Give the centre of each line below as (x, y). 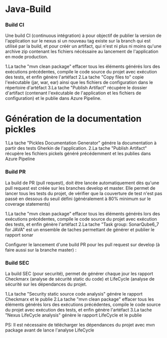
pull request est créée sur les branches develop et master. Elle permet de (80, 188)
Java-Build (28, 9)
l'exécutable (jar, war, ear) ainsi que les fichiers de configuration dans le (79, 82)
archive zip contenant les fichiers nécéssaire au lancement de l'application (82, 51)
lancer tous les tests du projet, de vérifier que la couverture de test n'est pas (84, 193)
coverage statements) (28, 204)
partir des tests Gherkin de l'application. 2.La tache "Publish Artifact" (76, 148)
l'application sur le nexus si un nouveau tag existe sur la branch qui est (78, 41)
